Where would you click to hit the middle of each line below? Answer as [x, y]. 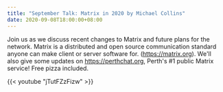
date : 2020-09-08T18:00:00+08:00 [55, 20]
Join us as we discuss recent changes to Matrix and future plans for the [109, 39]
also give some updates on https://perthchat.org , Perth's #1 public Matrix [110, 61]
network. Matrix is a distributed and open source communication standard [112, 46]
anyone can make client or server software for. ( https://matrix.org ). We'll [109, 53]
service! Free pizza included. [48, 68]
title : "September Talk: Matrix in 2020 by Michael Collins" [96, 13]
